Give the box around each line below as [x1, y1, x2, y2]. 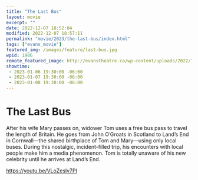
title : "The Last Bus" [6, 8, 62, 15]
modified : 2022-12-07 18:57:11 [6, 31, 83, 36]
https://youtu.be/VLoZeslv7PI [6, 167, 78, 174]
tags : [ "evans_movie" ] [6, 42, 62, 48]
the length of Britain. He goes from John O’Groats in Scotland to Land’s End [6, 131, 189, 138]
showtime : [6, 63, 31, 69]
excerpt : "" [6, 19, 35, 25]
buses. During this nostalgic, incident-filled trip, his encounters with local [6, 143, 184, 150]
